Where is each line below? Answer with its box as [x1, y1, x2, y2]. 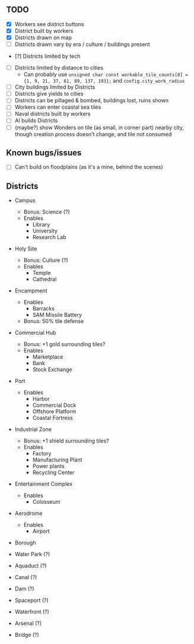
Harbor [32, 395, 50, 403]
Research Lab [32, 234, 66, 241]
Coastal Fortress [32, 414, 73, 422]
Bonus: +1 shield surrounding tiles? [23, 437, 110, 445]
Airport [32, 527, 50, 535]
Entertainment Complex [14, 480, 73, 488]
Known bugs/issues [6, 147, 82, 158]
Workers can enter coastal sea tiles [14, 103, 101, 111]
